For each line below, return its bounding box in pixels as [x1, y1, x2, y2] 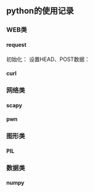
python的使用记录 [6, 5, 74, 16]
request [6, 41, 27, 48]
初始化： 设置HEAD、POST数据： [6, 55, 90, 63]
